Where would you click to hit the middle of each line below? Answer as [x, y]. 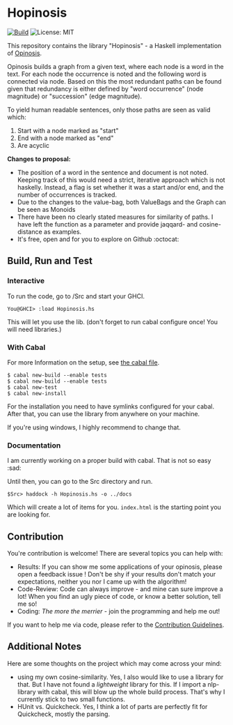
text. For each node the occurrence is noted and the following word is [107, 74]
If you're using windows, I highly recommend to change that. [94, 427]
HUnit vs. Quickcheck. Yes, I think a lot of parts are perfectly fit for [112, 706]
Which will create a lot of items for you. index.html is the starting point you [114, 507]
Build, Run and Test [50, 261]
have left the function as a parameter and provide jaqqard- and [107, 224]
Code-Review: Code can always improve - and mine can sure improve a [120, 589]
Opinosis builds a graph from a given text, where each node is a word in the [115, 66]
